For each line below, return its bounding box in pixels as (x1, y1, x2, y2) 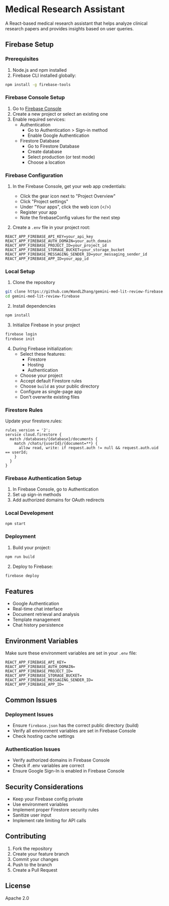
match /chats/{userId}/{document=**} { (14, 441, 98, 446)
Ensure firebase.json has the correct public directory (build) (12, 722, 139, 728)
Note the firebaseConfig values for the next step (20, 215, 121, 221)
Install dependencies (12, 303, 56, 309)
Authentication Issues (5, 745, 60, 752)
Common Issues (5, 696, 57, 704)
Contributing (5, 832, 46, 841)
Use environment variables (12, 801, 68, 807)
